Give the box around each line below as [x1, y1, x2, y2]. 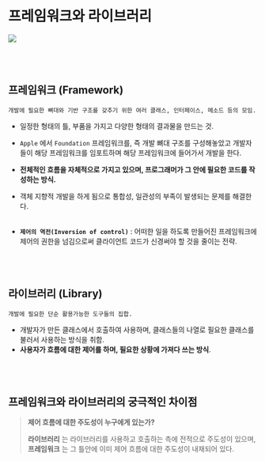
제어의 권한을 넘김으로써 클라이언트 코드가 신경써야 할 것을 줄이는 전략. [19, 236, 237, 246]
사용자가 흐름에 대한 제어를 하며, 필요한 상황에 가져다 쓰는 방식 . [19, 345, 211, 354]
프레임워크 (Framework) [8, 84, 124, 97]
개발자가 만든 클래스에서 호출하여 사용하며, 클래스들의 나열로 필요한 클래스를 [19, 325, 255, 334]
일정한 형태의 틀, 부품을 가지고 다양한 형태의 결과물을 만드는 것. [19, 121, 214, 130]
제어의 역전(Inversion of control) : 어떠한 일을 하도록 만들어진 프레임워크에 [19, 226, 257, 236]
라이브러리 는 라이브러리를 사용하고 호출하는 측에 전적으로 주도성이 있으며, [27, 434, 256, 444]
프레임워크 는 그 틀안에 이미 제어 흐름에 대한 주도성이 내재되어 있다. [27, 444, 235, 454]
